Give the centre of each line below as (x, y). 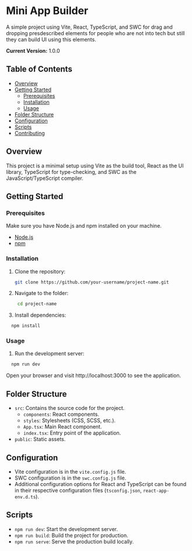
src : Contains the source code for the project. (69, 408)
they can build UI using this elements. (51, 39)
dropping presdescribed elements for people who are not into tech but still (95, 33)
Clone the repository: (40, 271)
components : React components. (61, 415)
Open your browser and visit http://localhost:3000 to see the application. (94, 375)
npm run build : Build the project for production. (71, 535)
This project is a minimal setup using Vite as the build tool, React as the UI (95, 166)
